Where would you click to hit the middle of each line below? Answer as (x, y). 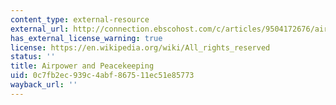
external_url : (40, 29)
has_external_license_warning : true (86, 38)
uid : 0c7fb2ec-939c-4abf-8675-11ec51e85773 (102, 76)
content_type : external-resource (80, 19)
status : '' (33, 57)
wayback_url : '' (44, 85)
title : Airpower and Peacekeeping (82, 66)
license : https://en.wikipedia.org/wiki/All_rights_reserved (140, 47)
